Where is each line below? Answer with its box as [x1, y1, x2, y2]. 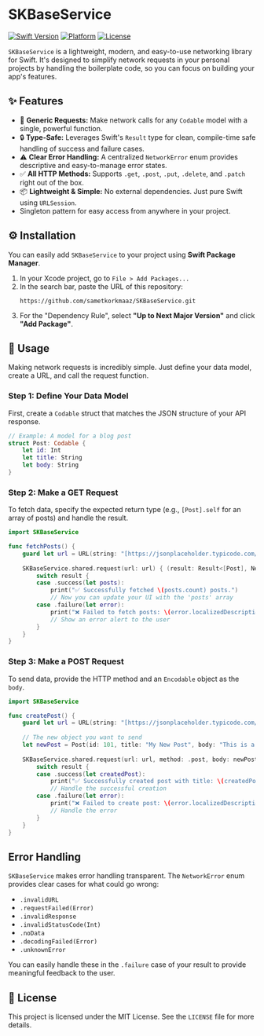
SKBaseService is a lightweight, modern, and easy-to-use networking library [8, 46, 253, 56]
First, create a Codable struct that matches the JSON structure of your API [8, 408, 247, 418]
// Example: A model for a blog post [8, 432, 132, 440]
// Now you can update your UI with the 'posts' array [49, 594, 234, 602]
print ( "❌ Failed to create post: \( [49, 800, 171, 807]
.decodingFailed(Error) [19, 938, 98, 946]
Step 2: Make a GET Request [8, 487, 119, 498]
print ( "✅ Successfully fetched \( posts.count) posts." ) [49, 587, 239, 595]
